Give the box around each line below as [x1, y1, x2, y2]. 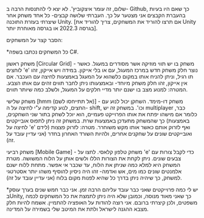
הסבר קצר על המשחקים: [6, 37, 63, 43]
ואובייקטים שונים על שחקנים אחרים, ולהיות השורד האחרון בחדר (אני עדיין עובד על [6, 130, 192, 137]
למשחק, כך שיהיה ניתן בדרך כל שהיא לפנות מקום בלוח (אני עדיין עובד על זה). [6, 174, 182, 181]
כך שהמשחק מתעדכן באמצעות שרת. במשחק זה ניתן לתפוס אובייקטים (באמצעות [6, 117, 190, 124]
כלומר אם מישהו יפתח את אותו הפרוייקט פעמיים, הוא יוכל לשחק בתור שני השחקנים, [6, 111, 198, 118]
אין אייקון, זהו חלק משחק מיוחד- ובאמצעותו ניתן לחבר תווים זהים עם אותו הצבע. [6, 79, 188, 86]
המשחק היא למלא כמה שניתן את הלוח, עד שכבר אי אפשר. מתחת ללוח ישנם [6, 161, 181, 168]
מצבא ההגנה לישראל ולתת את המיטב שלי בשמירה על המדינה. [6, 205, 149, 213]
